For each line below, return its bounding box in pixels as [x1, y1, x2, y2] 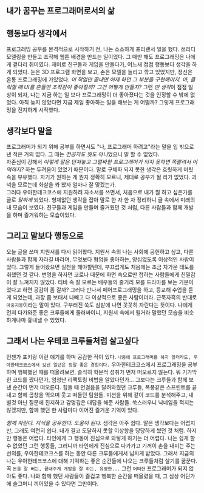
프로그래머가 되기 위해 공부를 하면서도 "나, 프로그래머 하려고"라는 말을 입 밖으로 [6, 143, 194, 151]
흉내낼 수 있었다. [27, 316, 67, 324]
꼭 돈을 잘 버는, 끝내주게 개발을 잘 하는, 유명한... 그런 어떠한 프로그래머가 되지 [6, 464, 188, 472]
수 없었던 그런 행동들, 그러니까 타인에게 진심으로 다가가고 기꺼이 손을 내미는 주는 [6, 442, 196, 449]
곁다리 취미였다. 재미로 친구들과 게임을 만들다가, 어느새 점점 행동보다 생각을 [12, 61, 191, 68]
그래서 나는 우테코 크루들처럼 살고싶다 [6, 336, 139, 346]
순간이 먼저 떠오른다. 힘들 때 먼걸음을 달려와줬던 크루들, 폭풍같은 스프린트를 [12, 383, 191, 390]
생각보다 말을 [6, 126, 53, 136]
